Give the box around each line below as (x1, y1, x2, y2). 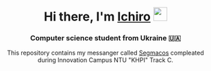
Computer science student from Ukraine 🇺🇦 (30, 33, 181, 43)
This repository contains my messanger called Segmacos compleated (7, 48, 204, 57)
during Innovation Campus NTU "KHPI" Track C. (37, 56, 174, 64)
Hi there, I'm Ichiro (44, 9, 151, 25)
